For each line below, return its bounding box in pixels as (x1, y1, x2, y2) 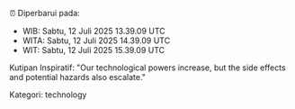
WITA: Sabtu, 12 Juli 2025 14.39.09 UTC (22, 35, 171, 46)
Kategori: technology (9, 89, 87, 100)
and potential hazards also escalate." (9, 72, 147, 82)
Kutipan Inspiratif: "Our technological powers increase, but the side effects (9, 62, 286, 73)
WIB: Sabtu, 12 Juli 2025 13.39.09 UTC (22, 26, 166, 36)
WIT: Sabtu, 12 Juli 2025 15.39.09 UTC (22, 45, 165, 55)
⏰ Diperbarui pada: (9, 8, 81, 18)
